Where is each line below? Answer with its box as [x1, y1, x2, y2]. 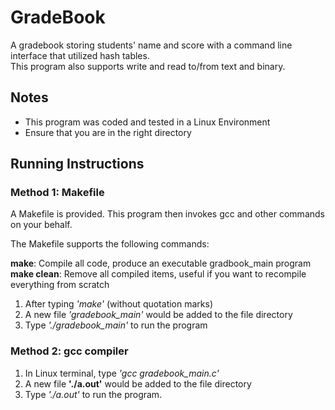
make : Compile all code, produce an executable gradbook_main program [10, 257, 312, 270]
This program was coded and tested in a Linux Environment [24, 116, 271, 128]
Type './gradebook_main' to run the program [24, 319, 208, 331]
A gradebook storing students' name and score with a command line [10, 39, 293, 51]
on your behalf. [10, 219, 73, 231]
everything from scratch [10, 279, 110, 291]
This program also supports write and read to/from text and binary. [10, 60, 286, 72]
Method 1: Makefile [10, 186, 105, 200]
